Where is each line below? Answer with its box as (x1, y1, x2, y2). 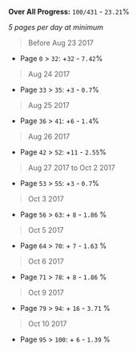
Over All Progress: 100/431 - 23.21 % (8, 7, 130, 16)
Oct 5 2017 (27, 226, 64, 234)
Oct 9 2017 (27, 288, 64, 297)
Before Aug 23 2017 (27, 38, 94, 48)
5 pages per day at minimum (8, 23, 104, 31)
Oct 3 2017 (27, 194, 64, 204)
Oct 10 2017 (27, 319, 67, 329)
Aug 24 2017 (27, 69, 71, 79)
